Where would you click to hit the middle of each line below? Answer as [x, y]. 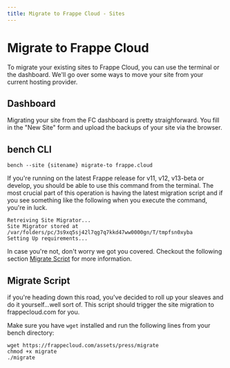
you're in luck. [27, 208]
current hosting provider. [42, 82]
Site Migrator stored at [43, 227]
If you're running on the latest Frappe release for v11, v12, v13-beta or [106, 178]
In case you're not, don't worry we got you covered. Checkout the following [115, 252]
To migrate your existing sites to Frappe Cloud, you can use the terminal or [113, 67]
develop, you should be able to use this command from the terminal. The [111, 186]
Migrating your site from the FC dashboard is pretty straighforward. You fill [113, 120]
